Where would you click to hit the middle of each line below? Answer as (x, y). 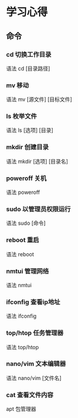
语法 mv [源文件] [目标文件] (39, 99)
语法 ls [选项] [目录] (30, 130)
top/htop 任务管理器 (35, 333)
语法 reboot (20, 254)
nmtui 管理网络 (27, 271)
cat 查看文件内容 (30, 395)
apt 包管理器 (21, 409)
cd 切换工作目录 (29, 54)
